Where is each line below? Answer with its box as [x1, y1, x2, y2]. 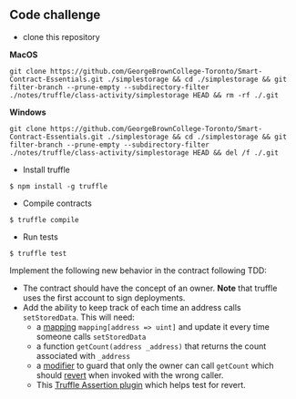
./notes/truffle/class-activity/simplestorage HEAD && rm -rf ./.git [9, 90, 280, 99]
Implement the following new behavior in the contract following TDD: [9, 264, 267, 276]
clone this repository [22, 31, 100, 42]
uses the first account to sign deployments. [22, 292, 186, 303]
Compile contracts [22, 198, 93, 209]
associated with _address [36, 350, 130, 361]
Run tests [22, 231, 59, 242]
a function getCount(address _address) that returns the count [36, 341, 267, 352]
